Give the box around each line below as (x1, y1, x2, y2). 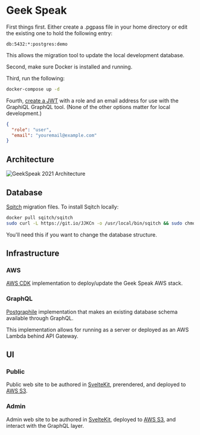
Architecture (6, 154, 55, 164)
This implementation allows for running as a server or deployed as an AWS (6, 326, 189, 333)
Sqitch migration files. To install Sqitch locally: (6, 203, 119, 210)
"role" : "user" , (11, 126, 52, 133)
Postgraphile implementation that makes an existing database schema (6, 308, 178, 315)
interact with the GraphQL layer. (6, 422, 85, 429)
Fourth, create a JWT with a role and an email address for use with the (6, 97, 179, 104)
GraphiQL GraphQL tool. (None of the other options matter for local (6, 103, 171, 110)
